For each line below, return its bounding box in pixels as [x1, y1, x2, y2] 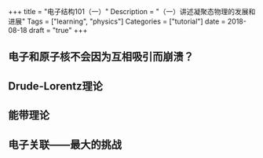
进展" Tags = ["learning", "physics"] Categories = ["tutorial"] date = [8, 17, 226, 26]
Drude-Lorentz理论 [8, 79, 104, 93]
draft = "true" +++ [28, 26, 88, 35]
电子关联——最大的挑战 [8, 138, 122, 151]
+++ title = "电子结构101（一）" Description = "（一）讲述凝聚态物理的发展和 [8, 7, 256, 16]
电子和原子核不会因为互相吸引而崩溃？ [8, 50, 194, 64]
